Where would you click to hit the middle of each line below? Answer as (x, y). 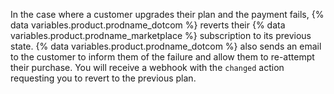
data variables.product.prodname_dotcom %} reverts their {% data (148, 25)
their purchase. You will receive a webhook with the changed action (147, 67)
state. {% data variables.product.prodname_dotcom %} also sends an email (166, 46)
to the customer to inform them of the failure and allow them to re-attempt (162, 57)
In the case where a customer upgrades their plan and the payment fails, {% (167, 14)
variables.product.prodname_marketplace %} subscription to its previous (161, 35)
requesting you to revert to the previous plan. (103, 78)
